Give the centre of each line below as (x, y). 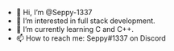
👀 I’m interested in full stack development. (85, 21)
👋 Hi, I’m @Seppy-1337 (54, 12)
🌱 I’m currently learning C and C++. (75, 29)
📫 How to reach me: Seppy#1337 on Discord (91, 38)
